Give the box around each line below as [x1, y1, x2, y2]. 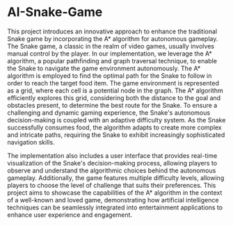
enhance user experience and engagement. [7, 210, 133, 219]
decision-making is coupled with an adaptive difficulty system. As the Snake [7, 115, 226, 124]
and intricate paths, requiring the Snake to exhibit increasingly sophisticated [7, 130, 225, 139]
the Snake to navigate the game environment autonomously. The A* [7, 64, 201, 72]
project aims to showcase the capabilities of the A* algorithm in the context [7, 188, 223, 197]
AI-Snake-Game [7, 4, 103, 20]
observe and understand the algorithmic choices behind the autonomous [7, 166, 216, 175]
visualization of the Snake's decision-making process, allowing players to [7, 159, 218, 167]
